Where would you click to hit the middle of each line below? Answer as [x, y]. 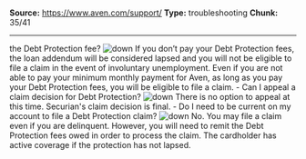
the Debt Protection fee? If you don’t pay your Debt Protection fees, [152, 49]
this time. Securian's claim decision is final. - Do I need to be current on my [150, 106]
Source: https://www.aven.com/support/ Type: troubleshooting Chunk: [144, 13]
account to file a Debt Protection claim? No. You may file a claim [146, 116]
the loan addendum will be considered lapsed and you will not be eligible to [151, 58]
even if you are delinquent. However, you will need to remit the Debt [137, 126]
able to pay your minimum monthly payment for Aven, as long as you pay [146, 78]
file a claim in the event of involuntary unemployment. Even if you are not [146, 68]
